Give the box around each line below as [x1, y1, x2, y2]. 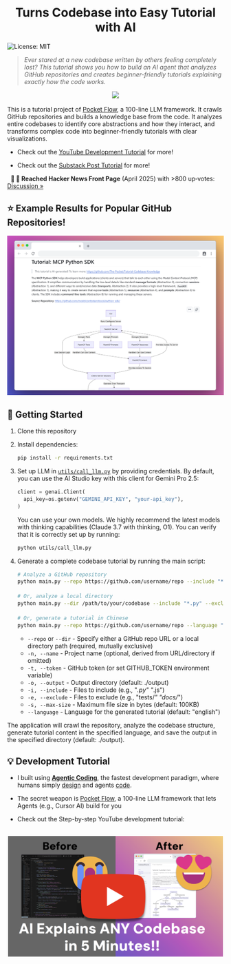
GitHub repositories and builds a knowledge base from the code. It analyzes [7, 112, 222, 121]
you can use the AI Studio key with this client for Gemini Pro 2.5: [16, 474, 199, 483]
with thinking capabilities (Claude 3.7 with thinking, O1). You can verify [16, 522, 217, 531]
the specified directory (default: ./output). [7, 735, 125, 743]
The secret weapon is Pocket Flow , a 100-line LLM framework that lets [16, 794, 217, 803]
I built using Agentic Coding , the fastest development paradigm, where [16, 774, 219, 782]
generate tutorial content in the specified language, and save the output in [7, 728, 217, 737]
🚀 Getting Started [7, 409, 83, 420]
